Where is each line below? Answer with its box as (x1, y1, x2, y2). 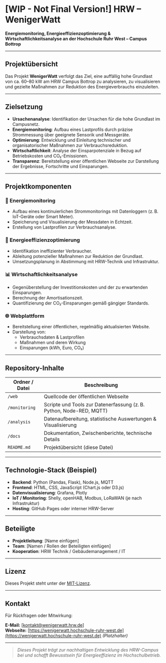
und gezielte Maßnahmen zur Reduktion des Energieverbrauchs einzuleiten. (5, 83, 160, 90)
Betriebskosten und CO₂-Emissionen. (12, 153, 88, 159)
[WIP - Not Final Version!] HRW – (5, 3, 142, 15)
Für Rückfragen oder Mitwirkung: (5, 612, 73, 618)
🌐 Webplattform (5, 312, 44, 319)
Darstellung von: (12, 329, 46, 335)
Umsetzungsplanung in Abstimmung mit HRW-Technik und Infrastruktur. (12, 258, 160, 264)
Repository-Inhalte (5, 363, 64, 372)
